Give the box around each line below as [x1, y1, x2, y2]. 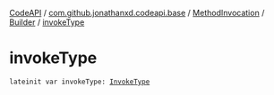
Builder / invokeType [9, 17, 85, 28]
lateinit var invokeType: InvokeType [9, 77, 150, 86]
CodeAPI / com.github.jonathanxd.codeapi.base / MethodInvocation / [9, 8, 265, 18]
